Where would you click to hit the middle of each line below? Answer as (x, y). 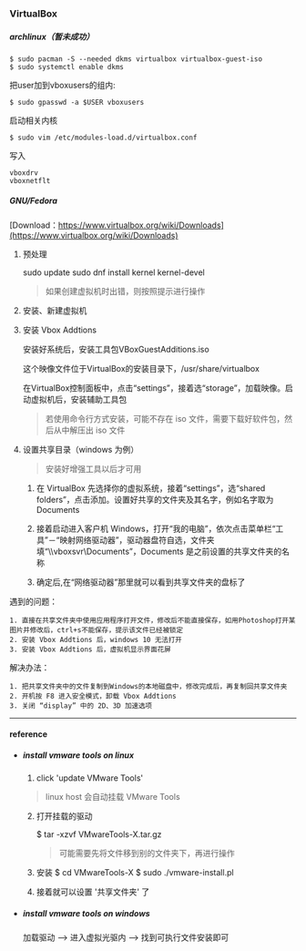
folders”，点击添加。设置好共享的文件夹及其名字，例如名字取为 (155, 499)
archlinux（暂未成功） (52, 36)
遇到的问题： (33, 601)
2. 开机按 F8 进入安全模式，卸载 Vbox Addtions (93, 696)
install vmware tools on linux (78, 755)
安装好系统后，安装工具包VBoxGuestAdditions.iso (116, 349)
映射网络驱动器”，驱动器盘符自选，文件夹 (137, 539)
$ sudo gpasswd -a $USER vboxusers (77, 102)
